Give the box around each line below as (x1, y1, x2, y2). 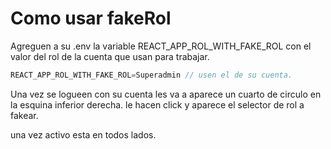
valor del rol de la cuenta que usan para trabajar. (10, 50, 210, 62)
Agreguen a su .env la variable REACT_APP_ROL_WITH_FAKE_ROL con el (10, 40, 312, 52)
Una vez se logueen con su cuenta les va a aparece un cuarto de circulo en (10, 88, 322, 100)
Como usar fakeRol (10, 7, 172, 30)
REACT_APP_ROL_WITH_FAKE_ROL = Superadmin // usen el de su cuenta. (10, 70, 293, 80)
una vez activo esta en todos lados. (10, 128, 157, 141)
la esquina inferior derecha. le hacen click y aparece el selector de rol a (10, 98, 305, 111)
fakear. (10, 109, 39, 121)
